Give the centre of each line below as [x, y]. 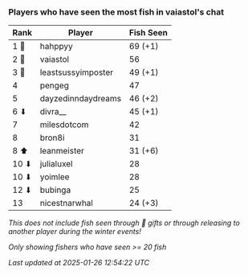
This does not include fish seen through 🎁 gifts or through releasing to [124, 223]
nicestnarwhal [67, 203]
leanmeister [62, 151]
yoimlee [55, 177]
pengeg [55, 85]
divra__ [53, 112]
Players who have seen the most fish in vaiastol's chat [116, 12]
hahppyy [57, 47]
